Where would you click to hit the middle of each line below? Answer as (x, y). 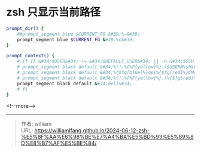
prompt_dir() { (25, 28)
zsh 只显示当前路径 (53, 12)
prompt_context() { (31, 56)
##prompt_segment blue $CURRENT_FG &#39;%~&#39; (79, 34)
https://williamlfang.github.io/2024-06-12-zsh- (92, 131)
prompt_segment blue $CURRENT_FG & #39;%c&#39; (76, 39)
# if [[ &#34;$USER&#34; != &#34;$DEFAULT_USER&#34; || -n (92, 61)
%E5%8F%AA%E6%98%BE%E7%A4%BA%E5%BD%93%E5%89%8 (107, 137)
